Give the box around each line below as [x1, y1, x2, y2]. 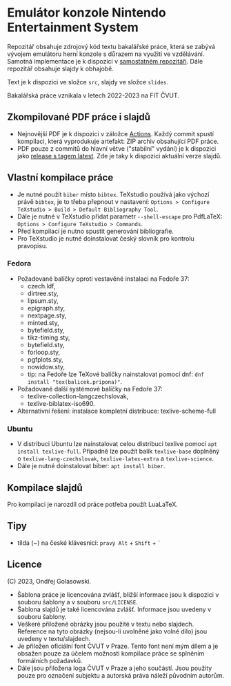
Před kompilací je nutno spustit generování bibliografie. [17, 227, 174, 235]
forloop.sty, [27, 348, 61, 356]
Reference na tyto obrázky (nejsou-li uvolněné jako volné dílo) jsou [17, 627, 208, 636]
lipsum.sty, [27, 296, 59, 305]
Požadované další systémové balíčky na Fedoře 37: [17, 384, 163, 393]
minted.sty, [27, 318, 60, 326]
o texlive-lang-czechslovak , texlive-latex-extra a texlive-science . [17, 454, 214, 463]
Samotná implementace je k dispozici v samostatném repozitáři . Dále [7, 57, 203, 65]
